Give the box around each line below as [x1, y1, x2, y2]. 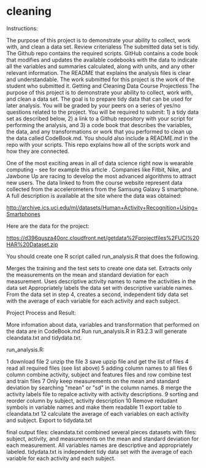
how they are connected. [6, 147, 69, 155]
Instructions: [6, 25, 38, 32]
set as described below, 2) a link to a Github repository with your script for [6, 115, 194, 122]
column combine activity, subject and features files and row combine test [6, 370, 192, 378]
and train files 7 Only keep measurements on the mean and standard [6, 377, 180, 384]
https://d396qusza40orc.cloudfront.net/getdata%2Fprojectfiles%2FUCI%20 [6, 234, 200, 241]
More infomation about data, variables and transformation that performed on [6, 321, 200, 328]
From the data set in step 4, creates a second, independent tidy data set [6, 291, 189, 298]
